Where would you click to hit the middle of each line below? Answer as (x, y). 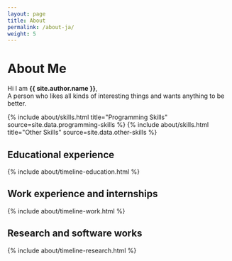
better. (17, 104)
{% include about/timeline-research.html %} (72, 250)
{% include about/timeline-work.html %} (66, 211)
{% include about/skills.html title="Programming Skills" (88, 117)
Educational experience (61, 154)
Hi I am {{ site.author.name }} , (53, 89)
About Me (37, 69)
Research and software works (75, 234)
